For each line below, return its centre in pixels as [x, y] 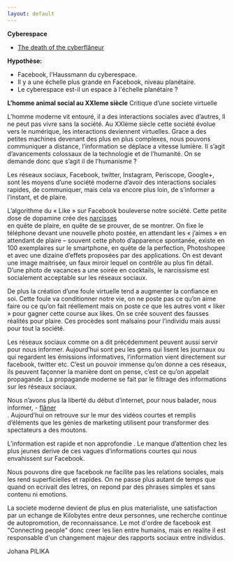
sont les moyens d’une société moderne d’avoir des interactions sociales [112, 182]
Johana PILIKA [29, 551]
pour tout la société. [36, 328]
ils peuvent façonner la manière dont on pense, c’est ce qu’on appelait [108, 371]
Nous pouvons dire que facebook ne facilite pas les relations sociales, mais [116, 472]
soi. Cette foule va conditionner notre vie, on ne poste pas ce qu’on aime [112, 298]
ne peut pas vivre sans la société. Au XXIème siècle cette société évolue [111, 124]
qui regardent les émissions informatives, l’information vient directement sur [117, 356]
